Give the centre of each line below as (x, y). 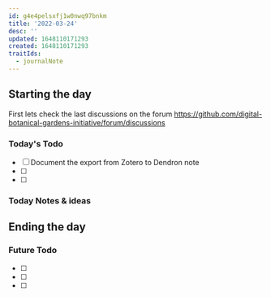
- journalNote (39, 62)
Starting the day (50, 94)
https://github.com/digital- (218, 114)
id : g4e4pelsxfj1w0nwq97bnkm (58, 16)
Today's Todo (36, 143)
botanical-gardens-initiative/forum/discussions (87, 122)
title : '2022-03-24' (43, 24)
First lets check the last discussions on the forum (90, 114)
